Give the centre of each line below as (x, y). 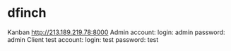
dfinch (27, 13)
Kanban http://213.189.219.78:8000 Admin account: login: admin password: (116, 32)
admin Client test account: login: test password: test (83, 39)
